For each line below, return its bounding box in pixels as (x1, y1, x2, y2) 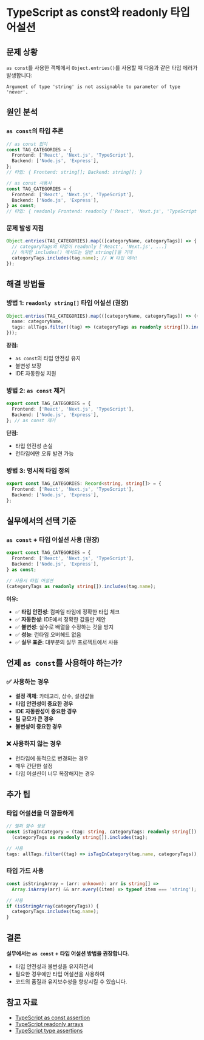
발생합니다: (6, 72, 33, 79)
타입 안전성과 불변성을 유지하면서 (15, 962, 93, 970)
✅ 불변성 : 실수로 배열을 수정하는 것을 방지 (15, 623, 114, 631)
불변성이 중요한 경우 (15, 723, 63, 730)
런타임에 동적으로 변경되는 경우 (15, 754, 89, 762)
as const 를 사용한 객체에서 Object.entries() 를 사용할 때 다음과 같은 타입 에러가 (6, 64, 198, 71)
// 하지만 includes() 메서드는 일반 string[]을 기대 (12, 250, 132, 256)
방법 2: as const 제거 (6, 386, 66, 395)
